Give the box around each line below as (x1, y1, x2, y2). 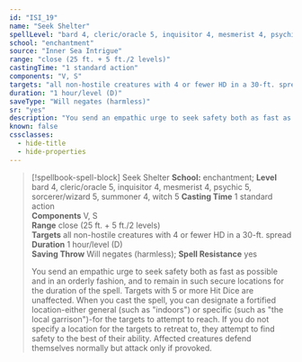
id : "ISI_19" (9, 13, 58, 23)
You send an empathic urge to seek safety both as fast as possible (31, 266, 279, 276)
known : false (9, 122, 58, 131)
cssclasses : (9, 131, 54, 140)
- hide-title (17, 139, 67, 148)
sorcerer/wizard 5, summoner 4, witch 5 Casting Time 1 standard (31, 191, 273, 202)
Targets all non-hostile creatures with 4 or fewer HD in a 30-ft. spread (31, 229, 292, 240)
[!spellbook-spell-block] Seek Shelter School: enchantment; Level (31, 172, 277, 183)
